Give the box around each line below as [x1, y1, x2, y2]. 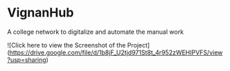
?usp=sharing [7, 55, 46, 63]
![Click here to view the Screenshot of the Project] [7, 41, 150, 49]
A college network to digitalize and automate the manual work [7, 28, 184, 36]
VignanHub [7, 5, 74, 21]
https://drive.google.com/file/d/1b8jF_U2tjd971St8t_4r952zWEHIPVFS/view [9, 48, 223, 57]
